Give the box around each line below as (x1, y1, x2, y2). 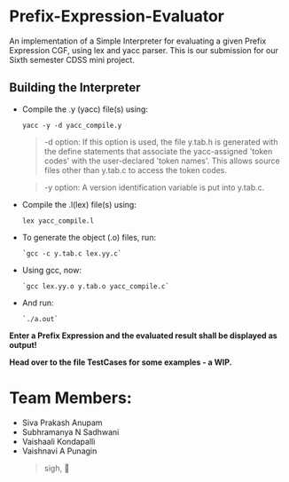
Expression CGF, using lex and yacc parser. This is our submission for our (9, 44, 279, 55)
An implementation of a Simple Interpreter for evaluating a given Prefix (9, 36, 267, 46)
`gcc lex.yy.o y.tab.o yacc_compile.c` (21, 281, 170, 290)
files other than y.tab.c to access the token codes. (43, 164, 228, 175)
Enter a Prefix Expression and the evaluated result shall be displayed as (9, 330, 277, 341)
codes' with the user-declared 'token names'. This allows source (43, 155, 281, 166)
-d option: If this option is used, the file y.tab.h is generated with (43, 136, 278, 147)
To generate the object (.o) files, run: (21, 232, 157, 242)
